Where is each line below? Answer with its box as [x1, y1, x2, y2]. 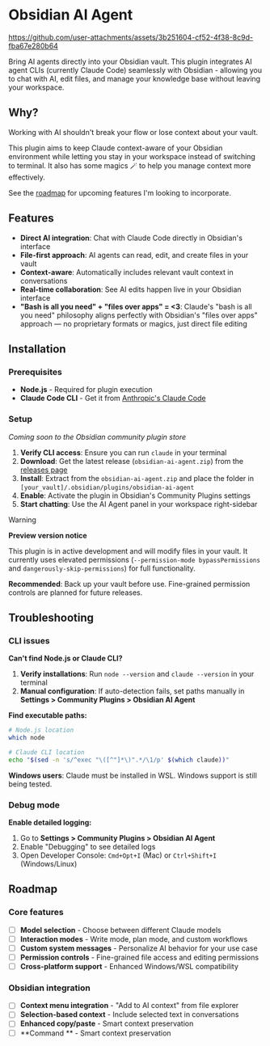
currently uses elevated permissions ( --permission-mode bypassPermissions [8, 555, 261, 564]
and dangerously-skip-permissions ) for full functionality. [8, 563, 196, 573]
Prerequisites [8, 366, 62, 377]
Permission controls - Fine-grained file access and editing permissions [19, 952, 259, 962]
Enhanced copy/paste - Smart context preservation [19, 1019, 194, 1028]
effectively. [8, 172, 46, 182]
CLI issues [8, 635, 50, 646]
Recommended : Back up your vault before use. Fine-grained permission [8, 579, 251, 588]
